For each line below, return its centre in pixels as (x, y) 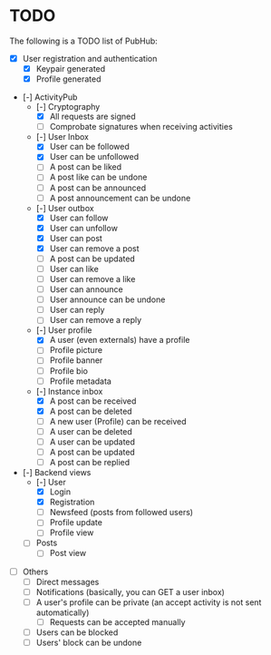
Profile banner (76, 360)
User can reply (77, 310)
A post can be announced (98, 188)
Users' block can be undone (89, 642)
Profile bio (69, 371)
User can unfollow (83, 228)
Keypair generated (71, 68)
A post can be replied (90, 462)
